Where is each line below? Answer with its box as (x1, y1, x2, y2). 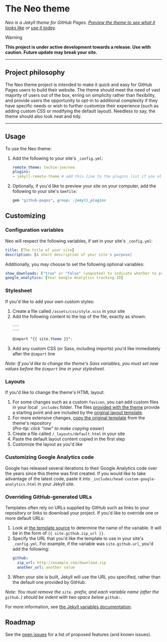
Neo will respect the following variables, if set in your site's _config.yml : (5, 238, 153, 244)
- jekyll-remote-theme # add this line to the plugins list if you (12, 174, 155, 179)
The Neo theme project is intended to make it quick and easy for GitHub (5, 82, 153, 88)
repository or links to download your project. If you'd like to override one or (5, 510, 159, 516)
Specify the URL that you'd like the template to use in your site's (12, 536, 144, 542)
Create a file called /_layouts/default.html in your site (12, 431, 125, 437)
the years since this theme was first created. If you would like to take (5, 470, 146, 476)
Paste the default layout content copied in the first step (12, 436, 125, 442)
